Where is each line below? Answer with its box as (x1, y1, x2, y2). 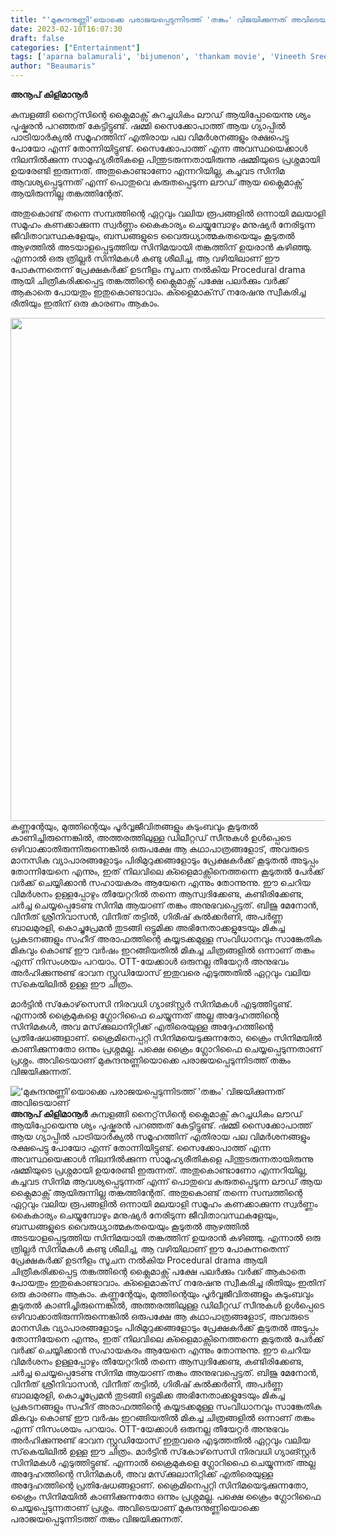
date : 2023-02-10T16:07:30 (10, 24, 123, 34)
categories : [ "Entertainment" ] (10, 42, 141, 53)
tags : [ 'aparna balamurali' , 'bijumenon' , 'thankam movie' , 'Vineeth (10, 52, 307, 62)
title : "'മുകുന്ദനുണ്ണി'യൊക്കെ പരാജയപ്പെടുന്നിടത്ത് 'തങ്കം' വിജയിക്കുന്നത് (10, 14, 287, 25)
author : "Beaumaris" (10, 61, 97, 71)
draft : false (10, 33, 65, 43)
